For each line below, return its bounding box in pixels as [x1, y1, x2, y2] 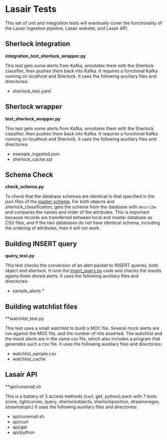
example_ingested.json [12, 151, 60, 157]
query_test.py [5, 253, 35, 259]
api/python [12, 429, 35, 435]
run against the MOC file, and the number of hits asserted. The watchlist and [5, 330, 163, 336]
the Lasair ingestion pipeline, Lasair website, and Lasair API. [5, 25, 129, 31]
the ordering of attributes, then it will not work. [5, 225, 101, 231]
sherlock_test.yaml [12, 88, 51, 94]
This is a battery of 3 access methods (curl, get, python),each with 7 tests [5, 393, 157, 399]
